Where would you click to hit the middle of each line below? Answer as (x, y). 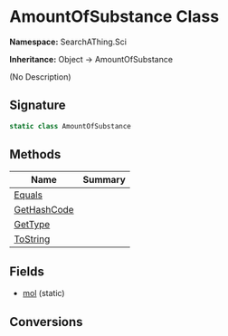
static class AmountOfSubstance (70, 126)
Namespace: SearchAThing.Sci (68, 42)
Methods (35, 154)
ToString (32, 239)
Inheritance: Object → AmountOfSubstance (91, 59)
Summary (104, 180)
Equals (28, 195)
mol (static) (43, 293)
